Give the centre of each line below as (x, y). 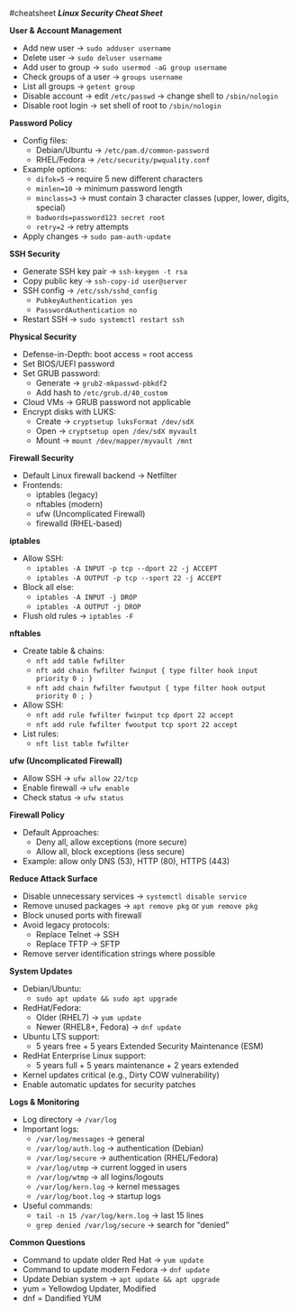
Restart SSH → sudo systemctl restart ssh (103, 319)
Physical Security (43, 337)
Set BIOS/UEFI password (68, 364)
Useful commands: (57, 1205)
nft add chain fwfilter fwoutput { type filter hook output (151, 688)
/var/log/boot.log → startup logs (99, 1196)
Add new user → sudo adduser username (96, 48)
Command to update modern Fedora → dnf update (116, 1269)
